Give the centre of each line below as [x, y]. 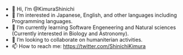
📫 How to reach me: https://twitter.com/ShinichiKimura [79, 46]
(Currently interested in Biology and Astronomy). [70, 34]
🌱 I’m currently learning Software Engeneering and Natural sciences [94, 27]
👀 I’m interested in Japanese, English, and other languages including [94, 15]
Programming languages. [42, 21]
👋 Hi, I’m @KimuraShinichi [43, 9]
